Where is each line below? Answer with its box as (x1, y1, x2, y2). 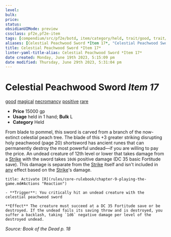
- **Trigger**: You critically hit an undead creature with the (5, 190, 145, 195)
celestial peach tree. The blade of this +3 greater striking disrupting (20, 135, 162, 141)
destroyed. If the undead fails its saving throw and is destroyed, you (5, 208, 163, 213)
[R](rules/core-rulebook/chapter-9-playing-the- (41, 177, 147, 182)
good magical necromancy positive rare (5, 98, 89, 104)
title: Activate (5, 177, 40, 182)
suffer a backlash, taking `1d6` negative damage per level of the (5, 213, 152, 218)
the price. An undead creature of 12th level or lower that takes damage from (5, 151, 164, 157)
